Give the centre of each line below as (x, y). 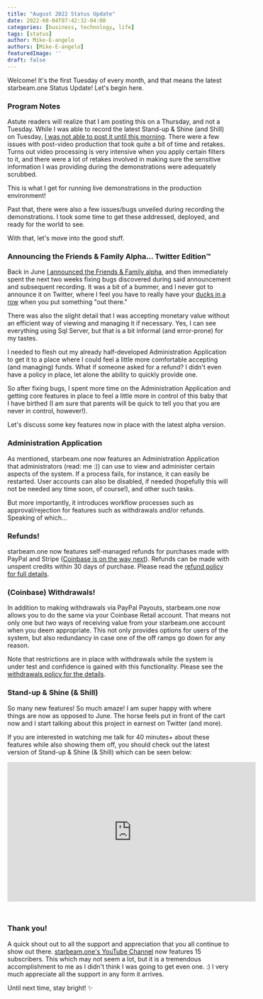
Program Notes (34, 106)
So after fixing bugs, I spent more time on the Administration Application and (119, 389)
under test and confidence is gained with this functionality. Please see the (115, 666)
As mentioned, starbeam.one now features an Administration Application (113, 459)
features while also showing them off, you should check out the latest (109, 744)
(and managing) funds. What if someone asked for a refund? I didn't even (114, 367)
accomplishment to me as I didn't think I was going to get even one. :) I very (118, 966)
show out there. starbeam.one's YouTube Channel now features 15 (105, 951)
